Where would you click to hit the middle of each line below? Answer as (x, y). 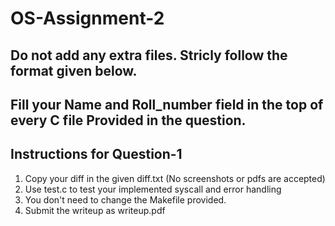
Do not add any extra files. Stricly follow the (149, 55)
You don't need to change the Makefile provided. (125, 199)
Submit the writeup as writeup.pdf (95, 210)
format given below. (74, 70)
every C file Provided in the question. (128, 120)
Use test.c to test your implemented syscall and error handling (153, 189)
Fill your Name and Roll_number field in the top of (167, 104)
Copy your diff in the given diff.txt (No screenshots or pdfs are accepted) (175, 178)
